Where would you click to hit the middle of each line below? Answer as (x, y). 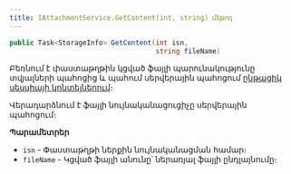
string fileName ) (188, 51)
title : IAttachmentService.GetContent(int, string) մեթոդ (121, 18)
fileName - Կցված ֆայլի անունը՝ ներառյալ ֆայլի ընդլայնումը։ (150, 159)
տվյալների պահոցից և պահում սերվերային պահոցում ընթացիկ (146, 78)
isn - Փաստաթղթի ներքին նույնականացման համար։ (135, 150)
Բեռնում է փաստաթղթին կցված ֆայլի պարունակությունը (132, 68)
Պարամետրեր (39, 132)
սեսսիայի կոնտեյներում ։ (61, 88)
